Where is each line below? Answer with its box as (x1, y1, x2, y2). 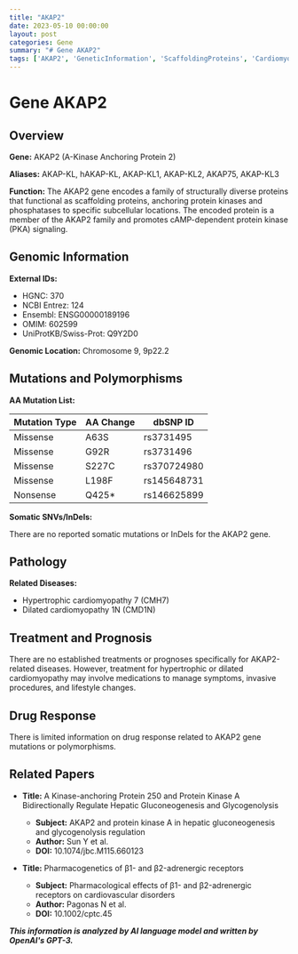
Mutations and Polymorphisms (9, 371, 184, 387)
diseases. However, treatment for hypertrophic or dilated (36, 663, 244, 674)
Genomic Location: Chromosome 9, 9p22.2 (9, 345, 170, 356)
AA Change (85, 415, 136, 428)
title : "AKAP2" (9, 12, 66, 22)
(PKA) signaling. (9, 224, 68, 234)
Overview (9, 128, 65, 143)
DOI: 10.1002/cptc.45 (35, 908, 113, 918)
